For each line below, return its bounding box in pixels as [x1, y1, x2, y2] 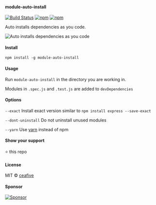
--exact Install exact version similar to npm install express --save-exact [5, 107, 151, 114]
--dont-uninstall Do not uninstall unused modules [5, 117, 107, 123]
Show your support [5, 137, 45, 143]
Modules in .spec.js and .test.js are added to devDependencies [5, 85, 133, 92]
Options [5, 97, 22, 103]
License [5, 162, 22, 168]
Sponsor [5, 184, 23, 189]
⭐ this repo [5, 149, 27, 155]
